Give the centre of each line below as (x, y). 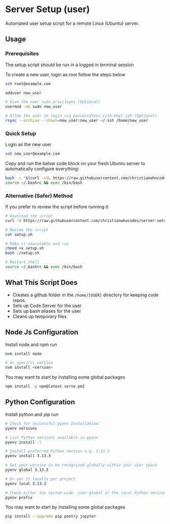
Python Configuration (40, 402)
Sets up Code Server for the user (47, 305)
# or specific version (29, 363)
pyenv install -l (24, 442)
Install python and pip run (32, 414)
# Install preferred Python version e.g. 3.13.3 (57, 451)
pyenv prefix (19, 497)
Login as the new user (28, 145)
